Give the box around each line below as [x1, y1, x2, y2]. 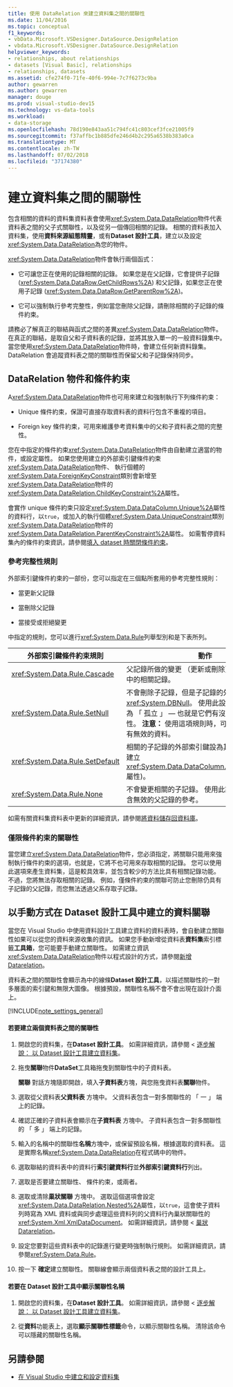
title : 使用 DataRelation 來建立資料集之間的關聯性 [8, 10, 145, 17]
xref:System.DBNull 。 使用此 [126, 698, 220, 708]
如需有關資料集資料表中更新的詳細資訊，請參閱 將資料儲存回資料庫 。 [8, 814, 202, 822]
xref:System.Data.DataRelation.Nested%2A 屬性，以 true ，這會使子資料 [17, 1201, 221, 1209]
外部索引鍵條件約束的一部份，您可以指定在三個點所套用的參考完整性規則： [8, 573, 220, 582]
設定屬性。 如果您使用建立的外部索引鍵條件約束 [26, 454, 161, 462]
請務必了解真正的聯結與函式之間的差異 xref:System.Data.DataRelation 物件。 [8, 324, 223, 333]
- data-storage [8, 119, 52, 127]
